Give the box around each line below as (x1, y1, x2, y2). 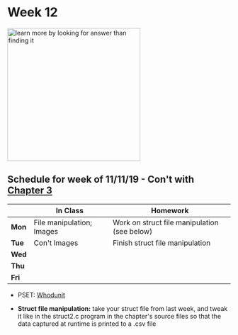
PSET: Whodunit (17, 290, 66, 299)
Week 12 (7, 4, 58, 21)
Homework (151, 205, 189, 215)
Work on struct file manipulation (112, 217, 219, 227)
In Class (55, 205, 84, 215)
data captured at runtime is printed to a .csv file (17, 319, 157, 328)
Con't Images (33, 238, 79, 248)
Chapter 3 (7, 185, 53, 197)
